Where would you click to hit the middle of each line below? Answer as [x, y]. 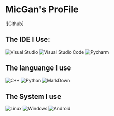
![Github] [15, 24]
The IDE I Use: [28, 40]
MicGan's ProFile [42, 9]
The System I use [33, 96]
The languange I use [38, 68]
